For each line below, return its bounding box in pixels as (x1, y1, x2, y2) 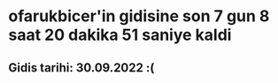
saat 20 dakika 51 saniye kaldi (8, 25, 232, 45)
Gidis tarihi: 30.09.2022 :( (8, 60, 155, 75)
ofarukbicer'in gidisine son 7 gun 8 (8, 6, 270, 26)
